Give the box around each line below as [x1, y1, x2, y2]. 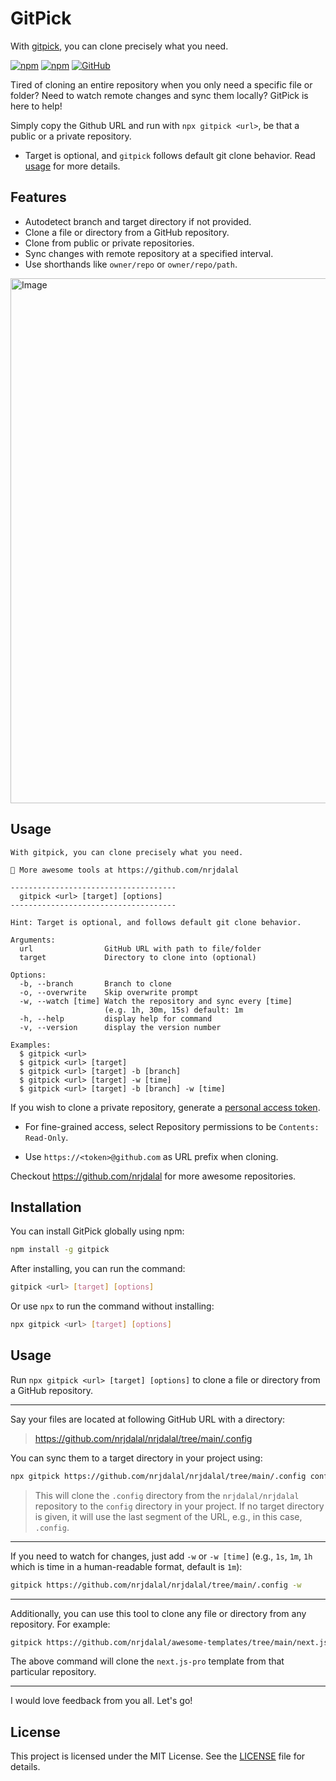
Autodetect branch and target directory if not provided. [24, 215, 252, 227]
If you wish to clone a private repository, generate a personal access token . [10, 1101, 321, 1113]
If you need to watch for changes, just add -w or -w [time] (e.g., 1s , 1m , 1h [10, 1550, 313, 1562]
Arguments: [10, 935, 56, 945]
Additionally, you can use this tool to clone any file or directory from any [10, 1607, 307, 1619]
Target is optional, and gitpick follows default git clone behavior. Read [24, 149, 316, 161]
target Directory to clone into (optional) [19, 952, 257, 962]
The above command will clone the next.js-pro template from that [10, 1655, 285, 1667]
